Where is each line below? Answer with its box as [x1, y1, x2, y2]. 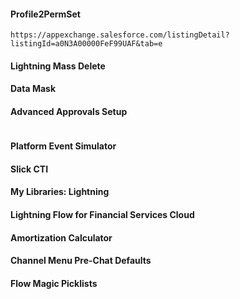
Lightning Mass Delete [10, 60, 106, 72]
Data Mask [10, 83, 57, 95]
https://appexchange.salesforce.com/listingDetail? [10, 30, 230, 40]
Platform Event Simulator [10, 140, 117, 152]
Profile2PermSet [10, 8, 81, 20]
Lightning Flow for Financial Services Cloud [10, 208, 195, 220]
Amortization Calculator [10, 231, 113, 244]
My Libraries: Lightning [10, 186, 110, 198]
